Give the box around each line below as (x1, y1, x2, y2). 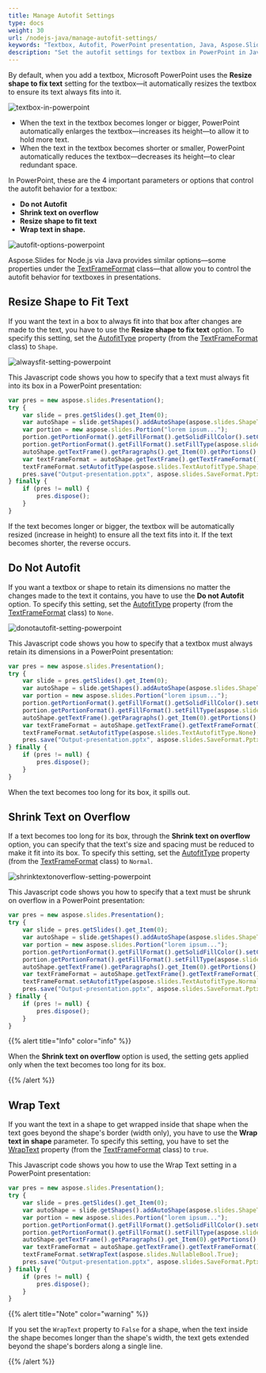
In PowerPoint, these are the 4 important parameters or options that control (8, 175, 254, 185)
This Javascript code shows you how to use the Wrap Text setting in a (8, 1160, 237, 1170)
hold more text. (19, 135, 70, 144)
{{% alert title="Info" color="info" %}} (8, 1036, 132, 1046)
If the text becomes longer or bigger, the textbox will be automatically (8, 521, 235, 530)
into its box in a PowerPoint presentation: (8, 380, 142, 390)
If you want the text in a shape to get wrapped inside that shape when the (8, 1120, 249, 1129)
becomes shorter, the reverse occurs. (8, 538, 131, 548)
